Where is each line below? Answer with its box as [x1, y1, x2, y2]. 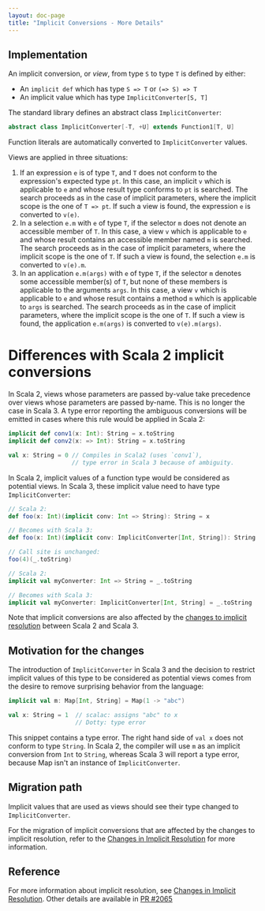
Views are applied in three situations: [8, 153, 129, 162]
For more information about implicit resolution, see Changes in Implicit [8, 886, 237, 895]
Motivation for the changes [8, 644, 144, 657]
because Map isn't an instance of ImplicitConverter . [8, 758, 181, 767]
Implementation [8, 48, 88, 62]
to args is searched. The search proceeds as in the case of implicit [19, 302, 237, 312]
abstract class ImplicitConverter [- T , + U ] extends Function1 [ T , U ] [8, 123, 235, 131]
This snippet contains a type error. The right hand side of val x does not [8, 733, 244, 742]
